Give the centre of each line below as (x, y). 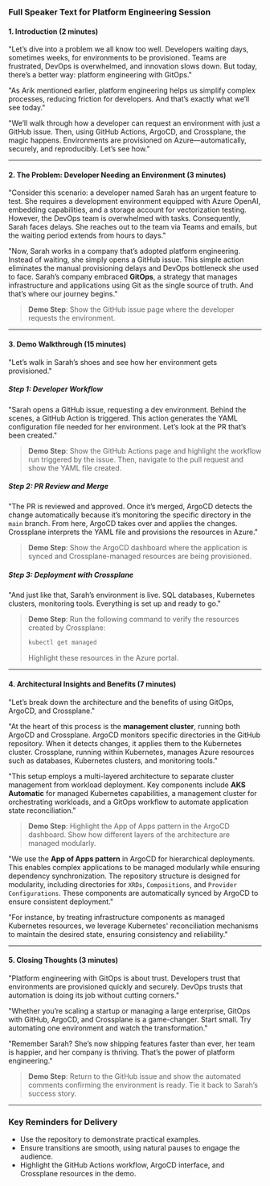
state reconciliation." (42, 810)
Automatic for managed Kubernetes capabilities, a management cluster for (133, 793)
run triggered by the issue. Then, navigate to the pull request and (135, 459)
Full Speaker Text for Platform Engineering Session (110, 12)
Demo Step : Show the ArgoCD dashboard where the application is (137, 548)
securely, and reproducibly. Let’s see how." (79, 149)
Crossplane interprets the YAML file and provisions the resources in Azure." (133, 532)
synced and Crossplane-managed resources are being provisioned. (140, 556)
